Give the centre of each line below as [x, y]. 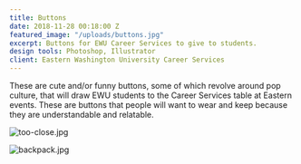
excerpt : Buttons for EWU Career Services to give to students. [133, 43]
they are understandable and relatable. [82, 115]
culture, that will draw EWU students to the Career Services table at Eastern [151, 95]
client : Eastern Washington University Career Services [117, 60]
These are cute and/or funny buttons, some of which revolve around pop [145, 86]
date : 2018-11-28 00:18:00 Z [64, 26]
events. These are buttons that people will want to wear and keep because [149, 105]
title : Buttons [38, 18]
